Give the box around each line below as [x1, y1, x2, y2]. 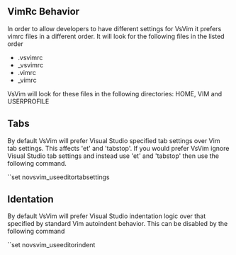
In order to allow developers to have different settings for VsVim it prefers [7, 24, 222, 33]
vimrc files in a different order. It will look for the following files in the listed [7, 32, 225, 40]
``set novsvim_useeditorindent [7, 241, 96, 249]
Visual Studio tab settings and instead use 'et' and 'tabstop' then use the [7, 152, 220, 160]
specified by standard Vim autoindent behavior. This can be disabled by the [7, 220, 228, 228]
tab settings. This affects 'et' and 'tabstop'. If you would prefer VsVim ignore [7, 144, 230, 152]
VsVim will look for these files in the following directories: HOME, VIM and [7, 89, 223, 98]
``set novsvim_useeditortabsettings [7, 173, 110, 181]
